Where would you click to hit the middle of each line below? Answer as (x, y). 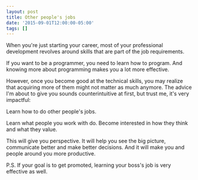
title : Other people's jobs (41, 17)
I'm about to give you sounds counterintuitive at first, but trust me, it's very (98, 94)
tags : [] (17, 28)
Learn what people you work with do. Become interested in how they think (97, 123)
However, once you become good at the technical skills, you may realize (95, 81)
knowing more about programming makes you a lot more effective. (88, 70)
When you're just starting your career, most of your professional (85, 45)
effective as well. (27, 172)
